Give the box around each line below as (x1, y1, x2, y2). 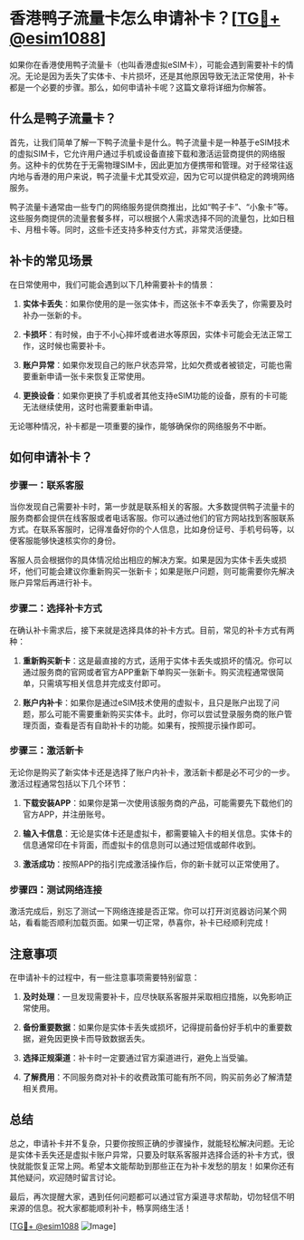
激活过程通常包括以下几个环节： (9, 778, 128, 789)
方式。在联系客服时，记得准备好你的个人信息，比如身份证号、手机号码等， (9, 524, 287, 535)
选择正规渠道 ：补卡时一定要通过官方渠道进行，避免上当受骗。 (22, 1052, 253, 1063)
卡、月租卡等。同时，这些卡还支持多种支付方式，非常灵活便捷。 (9, 224, 247, 235)
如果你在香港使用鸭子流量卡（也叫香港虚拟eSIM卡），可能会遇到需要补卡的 (9, 59, 287, 70)
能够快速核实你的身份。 (33, 536, 120, 547)
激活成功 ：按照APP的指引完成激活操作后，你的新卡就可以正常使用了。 (22, 858, 285, 869)
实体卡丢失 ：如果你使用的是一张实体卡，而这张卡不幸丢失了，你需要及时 (22, 298, 292, 309)
